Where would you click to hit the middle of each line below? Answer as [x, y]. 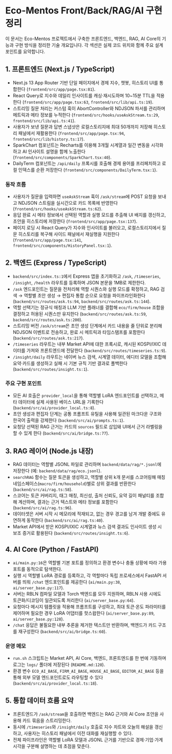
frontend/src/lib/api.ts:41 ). [44, 120]
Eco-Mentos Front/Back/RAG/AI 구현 [84, 11]
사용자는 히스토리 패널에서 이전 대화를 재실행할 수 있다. [78, 733]
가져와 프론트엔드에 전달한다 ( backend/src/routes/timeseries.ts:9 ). [96, 350]
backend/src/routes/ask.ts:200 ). [48, 319]
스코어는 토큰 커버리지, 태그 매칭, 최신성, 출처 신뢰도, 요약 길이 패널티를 [83, 495]
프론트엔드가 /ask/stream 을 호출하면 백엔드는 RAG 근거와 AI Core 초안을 [85, 714]
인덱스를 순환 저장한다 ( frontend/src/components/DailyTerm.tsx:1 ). [88, 170]
